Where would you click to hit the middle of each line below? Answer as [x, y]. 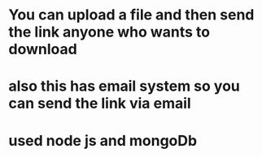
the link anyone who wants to [109, 32]
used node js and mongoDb [103, 140]
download [43, 49]
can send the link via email [100, 104]
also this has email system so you [124, 86]
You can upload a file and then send [131, 15]
